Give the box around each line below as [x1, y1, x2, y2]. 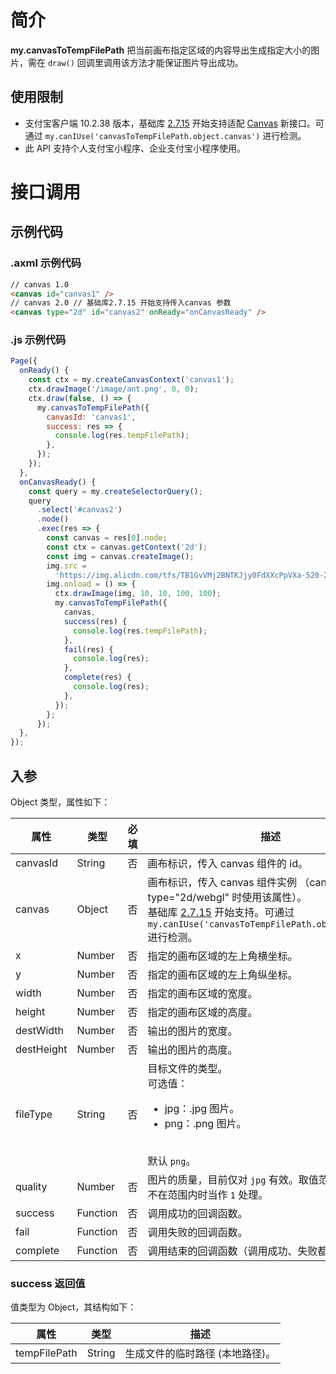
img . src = [46, 561, 87, 571]
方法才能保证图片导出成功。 [129, 56, 244, 68]
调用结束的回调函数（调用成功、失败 [147, 1244, 318, 1258]
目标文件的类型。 [147, 1061, 228, 1075]
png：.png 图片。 [164, 1116, 247, 1130]
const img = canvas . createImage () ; [46, 551, 195, 561]
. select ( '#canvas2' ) [36, 505, 123, 515]
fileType [15, 1107, 53, 1121]
